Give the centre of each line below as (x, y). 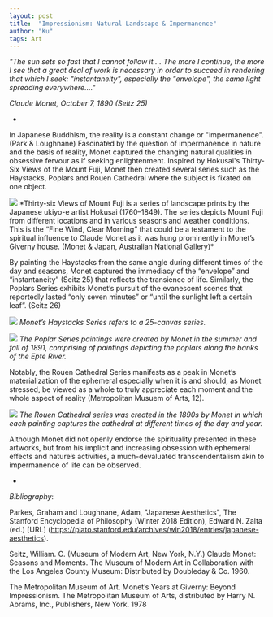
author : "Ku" (31, 31)
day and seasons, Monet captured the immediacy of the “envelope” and (130, 271)
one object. (28, 187)
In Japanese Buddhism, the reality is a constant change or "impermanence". (136, 135)
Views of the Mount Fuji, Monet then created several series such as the (140, 169)
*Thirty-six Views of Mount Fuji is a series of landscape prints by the (134, 203)
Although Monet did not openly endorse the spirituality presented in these (133, 439)
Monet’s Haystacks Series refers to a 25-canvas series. (113, 323)
